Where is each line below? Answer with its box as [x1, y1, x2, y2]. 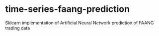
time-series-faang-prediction [5, 3, 130, 15]
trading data [5, 25, 30, 31]
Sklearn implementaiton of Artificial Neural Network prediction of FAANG [5, 20, 154, 26]
